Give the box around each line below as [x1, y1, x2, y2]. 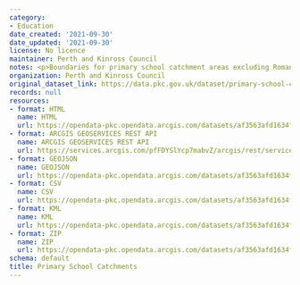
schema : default [9, 254, 70, 264]
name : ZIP [17, 238, 54, 247]
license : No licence [9, 46, 87, 55]
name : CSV [17, 188, 54, 197]
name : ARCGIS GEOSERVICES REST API [17, 138, 150, 147]
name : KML [17, 212, 54, 222]
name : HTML [17, 113, 58, 122]
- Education [9, 21, 54, 30]
